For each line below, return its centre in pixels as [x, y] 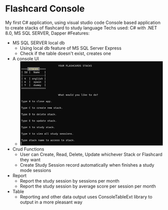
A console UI [25, 58]
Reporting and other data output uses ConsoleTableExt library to [86, 197]
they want [30, 160]
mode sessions [35, 170]
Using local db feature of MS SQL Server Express [70, 48]
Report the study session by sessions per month [70, 181]
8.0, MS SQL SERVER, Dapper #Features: [47, 33]
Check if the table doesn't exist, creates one [65, 53]
